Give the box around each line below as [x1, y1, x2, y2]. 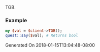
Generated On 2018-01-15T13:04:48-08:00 [5, 42, 95, 48]
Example [5, 17, 27, 24]
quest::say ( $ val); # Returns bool [5, 33, 79, 38]
